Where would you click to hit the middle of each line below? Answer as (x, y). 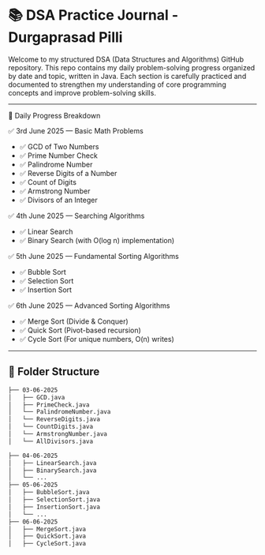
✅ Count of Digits (48, 182)
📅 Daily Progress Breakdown (54, 115)
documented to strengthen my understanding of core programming (117, 84)
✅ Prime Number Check (59, 156)
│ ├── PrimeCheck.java (49, 405)
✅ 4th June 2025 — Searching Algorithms (77, 216)
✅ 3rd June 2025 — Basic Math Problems (76, 130)
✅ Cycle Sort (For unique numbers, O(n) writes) (97, 339)
